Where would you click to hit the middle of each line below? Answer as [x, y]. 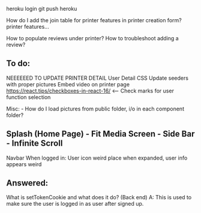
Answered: [27, 183]
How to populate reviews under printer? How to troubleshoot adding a [92, 38]
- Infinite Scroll [34, 143]
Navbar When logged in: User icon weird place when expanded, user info [97, 158]
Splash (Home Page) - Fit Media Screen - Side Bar [100, 134]
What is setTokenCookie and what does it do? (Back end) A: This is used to [99, 197]
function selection [28, 97]
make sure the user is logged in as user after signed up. [75, 204]
